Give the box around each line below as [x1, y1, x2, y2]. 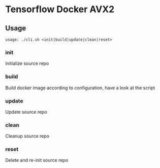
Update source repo [5, 109, 47, 115]
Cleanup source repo [5, 133, 50, 139]
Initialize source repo [5, 60, 49, 66]
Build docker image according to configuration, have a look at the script [5, 85, 155, 91]
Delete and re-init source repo [5, 157, 69, 163]
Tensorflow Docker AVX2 [5, 4, 115, 15]
